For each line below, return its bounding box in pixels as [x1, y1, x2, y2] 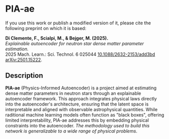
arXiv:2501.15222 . [5, 56, 42, 62]
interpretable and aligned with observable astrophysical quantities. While [5, 106, 158, 112]
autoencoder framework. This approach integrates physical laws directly [5, 95, 157, 101]
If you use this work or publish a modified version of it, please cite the [5, 20, 151, 26]
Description [5, 72, 43, 80]
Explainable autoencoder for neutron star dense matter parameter [5, 40, 144, 46]
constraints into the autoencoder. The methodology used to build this [5, 122, 150, 128]
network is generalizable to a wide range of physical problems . [5, 128, 138, 134]
